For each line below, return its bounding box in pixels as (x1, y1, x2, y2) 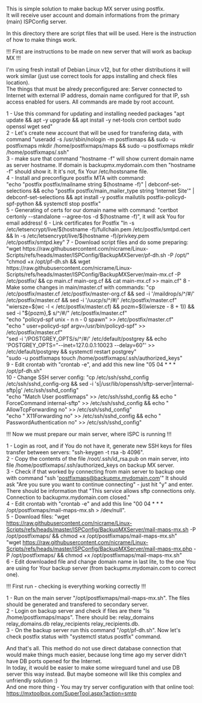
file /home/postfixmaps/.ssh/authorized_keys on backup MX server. (6, 461, 175, 469)
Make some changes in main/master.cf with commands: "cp (6, 284, 156, 291)
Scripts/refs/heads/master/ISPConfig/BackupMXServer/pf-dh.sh (6, 251, 167, 259)
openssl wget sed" (6, 123, 53, 130)
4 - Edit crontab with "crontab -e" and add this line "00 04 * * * (6, 500, 163, 507)
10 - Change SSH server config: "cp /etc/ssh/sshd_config (6, 374, 149, 381)
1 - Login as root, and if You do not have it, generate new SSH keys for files (6, 442, 193, 449)
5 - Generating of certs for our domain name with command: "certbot (6, 206, 178, 214)
